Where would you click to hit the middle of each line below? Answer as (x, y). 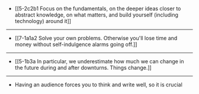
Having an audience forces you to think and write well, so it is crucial (98, 85)
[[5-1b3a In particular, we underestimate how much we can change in (99, 61)
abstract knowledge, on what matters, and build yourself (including (97, 15)
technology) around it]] (43, 21)
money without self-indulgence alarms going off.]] (76, 44)
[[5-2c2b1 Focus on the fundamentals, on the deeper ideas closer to (98, 9)
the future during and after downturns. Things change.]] (83, 68)
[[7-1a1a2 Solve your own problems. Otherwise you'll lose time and (96, 38)
